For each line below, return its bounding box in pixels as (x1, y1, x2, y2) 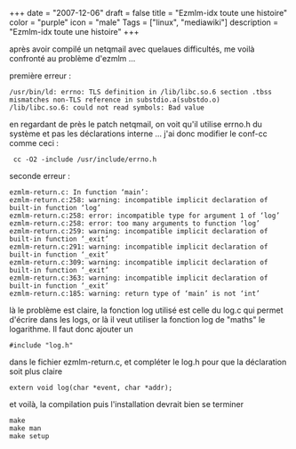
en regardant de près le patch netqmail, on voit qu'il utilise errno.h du (9, 119, 262, 129)
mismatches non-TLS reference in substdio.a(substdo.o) (9, 95, 220, 104)
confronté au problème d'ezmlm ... (9, 53, 136, 63)
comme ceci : (9, 138, 60, 148)
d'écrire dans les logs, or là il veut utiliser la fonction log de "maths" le (9, 314, 266, 324)
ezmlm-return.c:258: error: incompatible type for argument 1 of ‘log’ (9, 211, 280, 220)
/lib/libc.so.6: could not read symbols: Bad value (9, 103, 204, 112)
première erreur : (9, 70, 72, 81)
